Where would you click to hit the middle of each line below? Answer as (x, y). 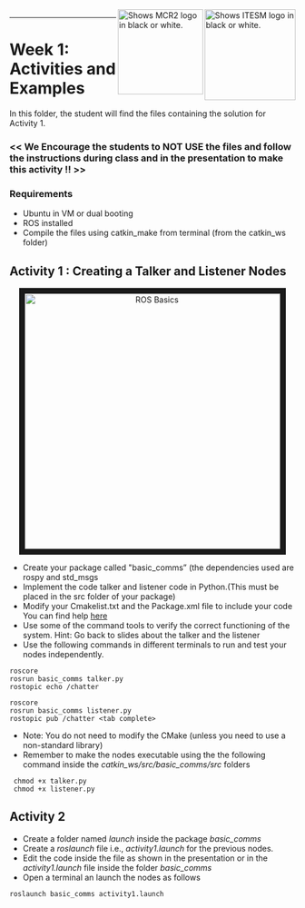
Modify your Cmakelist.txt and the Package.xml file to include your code (157, 606)
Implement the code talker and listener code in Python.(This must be (151, 587)
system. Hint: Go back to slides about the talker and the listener (141, 635)
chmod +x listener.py (54, 789)
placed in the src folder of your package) (99, 596)
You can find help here (65, 616)
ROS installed (48, 223)
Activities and (63, 69)
